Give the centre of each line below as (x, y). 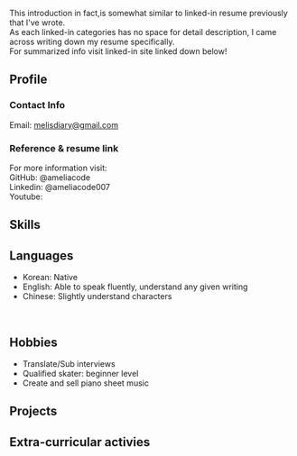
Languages (42, 255)
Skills (25, 225)
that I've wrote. (37, 23)
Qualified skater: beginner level (80, 374)
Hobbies (34, 342)
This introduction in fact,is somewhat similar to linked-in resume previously (149, 13)
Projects (33, 411)
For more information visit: (58, 168)
